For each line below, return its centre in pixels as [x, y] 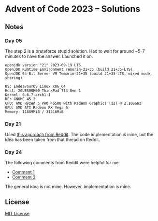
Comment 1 [23, 172]
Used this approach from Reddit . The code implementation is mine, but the [79, 135]
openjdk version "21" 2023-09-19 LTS [43, 65]
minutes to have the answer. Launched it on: [49, 56]
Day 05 [14, 41]
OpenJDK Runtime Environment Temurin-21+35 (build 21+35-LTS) [69, 69]
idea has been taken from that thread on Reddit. [53, 140]
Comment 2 [24, 177]
